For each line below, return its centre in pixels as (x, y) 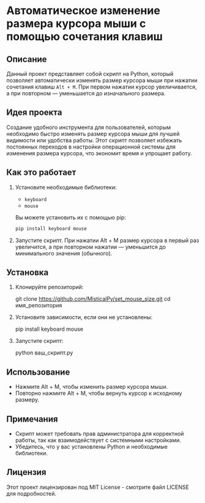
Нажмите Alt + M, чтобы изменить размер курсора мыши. (91, 387)
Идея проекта (34, 113)
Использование (38, 372)
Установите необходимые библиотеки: (66, 187)
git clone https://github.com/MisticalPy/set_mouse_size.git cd (93, 299)
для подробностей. (32, 493)
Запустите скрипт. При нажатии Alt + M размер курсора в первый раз (107, 240)
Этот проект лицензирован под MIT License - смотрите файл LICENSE (98, 487)
